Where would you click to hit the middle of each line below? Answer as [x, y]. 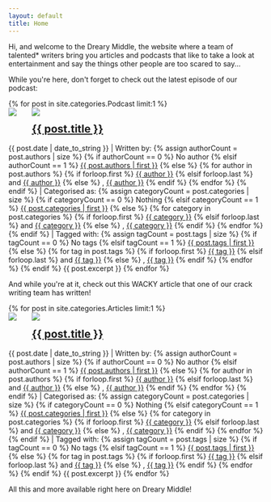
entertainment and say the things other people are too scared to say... [125, 63]
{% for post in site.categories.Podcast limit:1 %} [88, 103]
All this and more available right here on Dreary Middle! [100, 489]
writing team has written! [50, 293]
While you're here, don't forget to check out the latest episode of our [123, 79]
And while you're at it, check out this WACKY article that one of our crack [131, 285]
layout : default [36, 16]
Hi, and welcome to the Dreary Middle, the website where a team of [121, 46]
